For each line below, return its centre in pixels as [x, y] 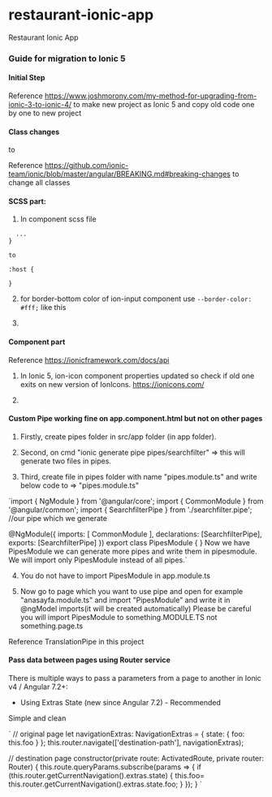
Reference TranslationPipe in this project [76, 641]
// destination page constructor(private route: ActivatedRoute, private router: [136, 758]
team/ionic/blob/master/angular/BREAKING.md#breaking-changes [120, 174]
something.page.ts [52, 626]
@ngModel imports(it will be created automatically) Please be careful [136, 608]
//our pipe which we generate [58, 518]
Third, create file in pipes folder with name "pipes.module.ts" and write [138, 476]
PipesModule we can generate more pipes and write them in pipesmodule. [133, 551]
